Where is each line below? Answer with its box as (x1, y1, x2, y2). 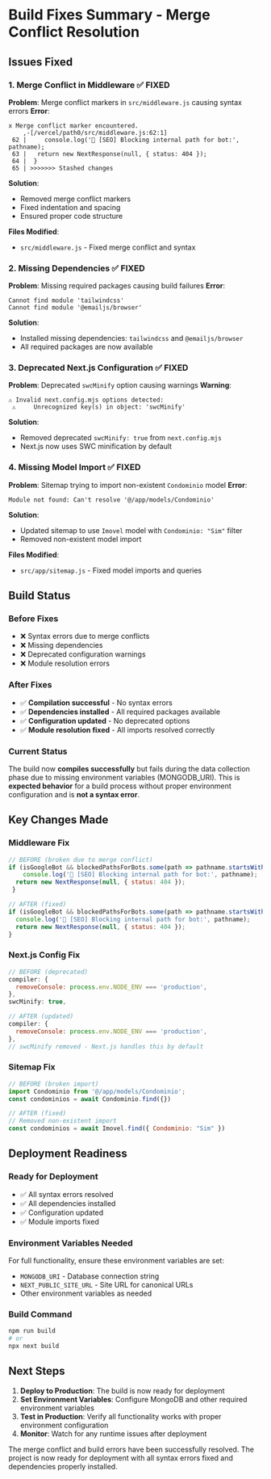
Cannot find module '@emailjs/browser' (8, 304, 143, 312)
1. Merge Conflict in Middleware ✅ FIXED (8, 79, 171, 90)
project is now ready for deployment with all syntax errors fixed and (8, 1452, 234, 1463)
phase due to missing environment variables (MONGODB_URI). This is (8, 773, 240, 783)
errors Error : (8, 106, 50, 116)
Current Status (8, 746, 68, 757)
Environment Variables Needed (8, 1237, 133, 1249)
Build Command (8, 1309, 73, 1320)
